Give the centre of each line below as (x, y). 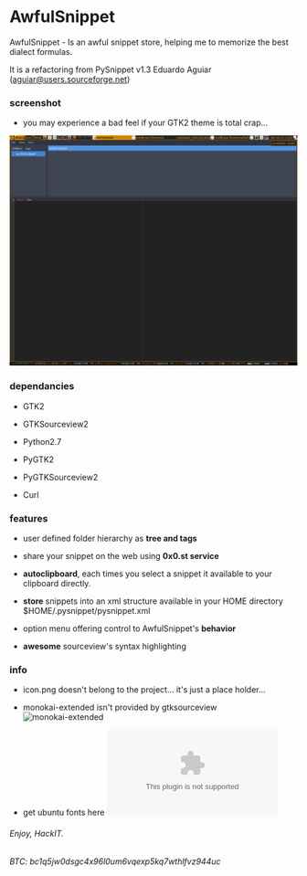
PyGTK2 (38, 459)
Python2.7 (42, 441)
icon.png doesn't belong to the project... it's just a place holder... (144, 690)
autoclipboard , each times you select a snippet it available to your (147, 574)
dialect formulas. (41, 51)
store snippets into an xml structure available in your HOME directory (153, 601)
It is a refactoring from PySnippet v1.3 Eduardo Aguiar (111, 69)
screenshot (36, 102)
